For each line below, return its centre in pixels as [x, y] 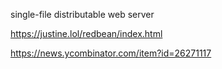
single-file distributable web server [82, 14]
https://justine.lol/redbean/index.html [86, 33]
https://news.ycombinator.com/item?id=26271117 [111, 53]
